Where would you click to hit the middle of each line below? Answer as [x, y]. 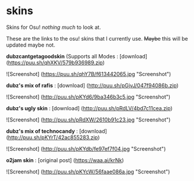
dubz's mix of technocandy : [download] [57, 131]
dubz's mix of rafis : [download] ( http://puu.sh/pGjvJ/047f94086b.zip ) [92, 85]
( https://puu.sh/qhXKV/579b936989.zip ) [56, 62]
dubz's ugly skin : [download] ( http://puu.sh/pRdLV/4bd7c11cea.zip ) [89, 108]
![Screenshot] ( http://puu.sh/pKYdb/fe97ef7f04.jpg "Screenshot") [86, 149]
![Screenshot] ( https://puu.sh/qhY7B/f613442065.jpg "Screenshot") [89, 74]
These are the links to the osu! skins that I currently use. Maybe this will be [97, 38]
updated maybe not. [31, 45]
